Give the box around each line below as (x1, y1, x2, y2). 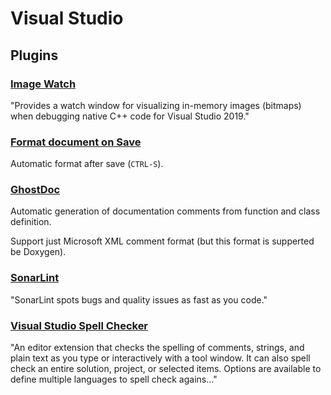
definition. (10, 216, 52, 228)
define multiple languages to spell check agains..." (10, 373, 218, 386)
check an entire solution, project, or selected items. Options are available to (10, 363, 322, 375)
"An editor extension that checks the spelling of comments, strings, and (10, 342, 305, 354)
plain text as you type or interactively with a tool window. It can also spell (10, 352, 311, 364)
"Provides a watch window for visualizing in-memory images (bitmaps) (10, 99, 302, 111)
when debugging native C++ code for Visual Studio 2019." (10, 110, 250, 122)
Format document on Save (10, 135, 142, 149)
